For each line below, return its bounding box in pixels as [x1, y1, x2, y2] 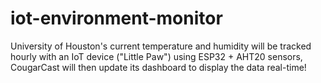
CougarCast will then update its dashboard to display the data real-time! [10, 61, 307, 73]
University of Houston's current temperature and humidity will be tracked [10, 40, 312, 52]
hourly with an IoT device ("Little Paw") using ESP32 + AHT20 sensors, [10, 50, 303, 62]
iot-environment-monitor [10, 7, 223, 30]
